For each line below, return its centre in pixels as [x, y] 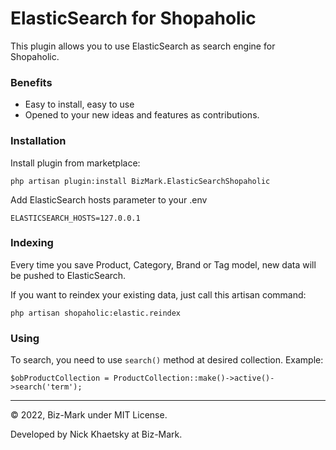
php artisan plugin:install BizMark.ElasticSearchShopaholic [140, 181]
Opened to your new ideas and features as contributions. [142, 115]
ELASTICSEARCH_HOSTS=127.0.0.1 [75, 218]
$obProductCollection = [60, 378]
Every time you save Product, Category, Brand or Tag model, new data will [163, 264]
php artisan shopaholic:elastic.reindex [96, 313]
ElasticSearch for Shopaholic [133, 18]
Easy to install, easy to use [79, 104]
